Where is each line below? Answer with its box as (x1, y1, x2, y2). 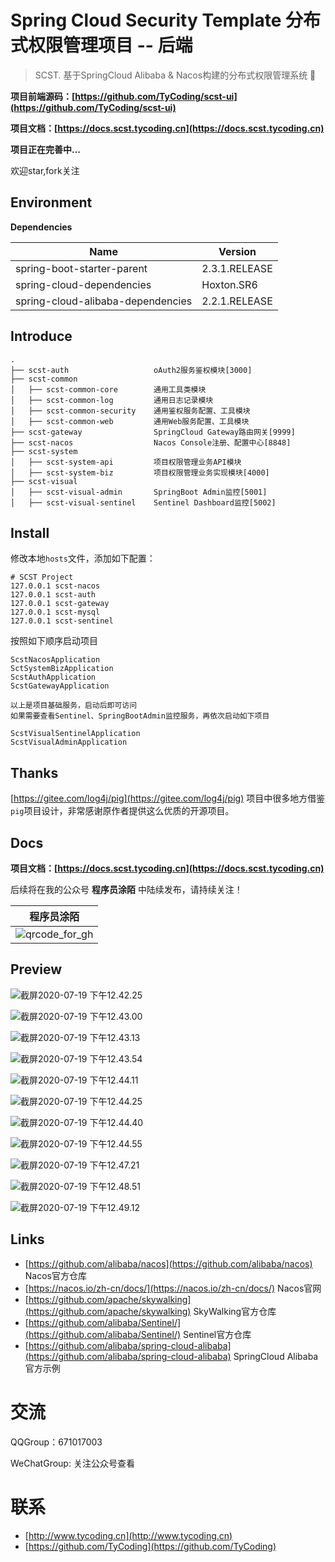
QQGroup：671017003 (10, 1436, 103, 1448)
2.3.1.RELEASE (201, 261, 273, 275)
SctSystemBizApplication (10, 664, 114, 674)
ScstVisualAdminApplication (10, 737, 128, 748)
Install (10, 524, 50, 541)
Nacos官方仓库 (24, 1269, 87, 1281)
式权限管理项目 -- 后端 (10, 34, 193, 57)
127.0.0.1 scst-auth (10, 590, 97, 600)
